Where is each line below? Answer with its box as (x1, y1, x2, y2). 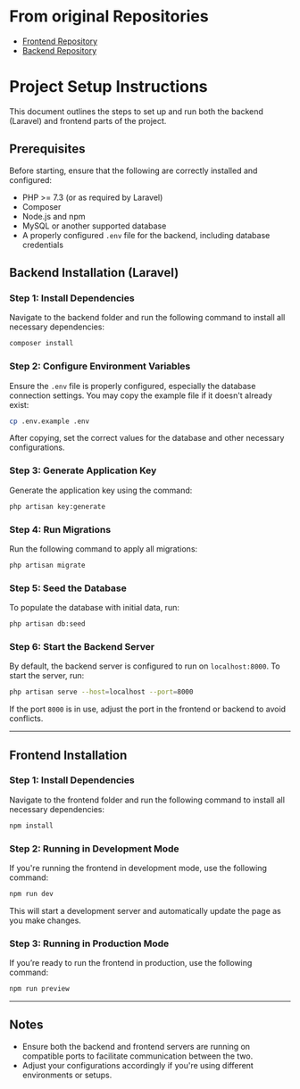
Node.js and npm (21, 211, 86, 221)
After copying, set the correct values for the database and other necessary (9, 433, 285, 444)
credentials (21, 239, 64, 250)
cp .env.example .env (9, 417, 90, 426)
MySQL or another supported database (21, 220, 167, 231)
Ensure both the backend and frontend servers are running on (21, 1041, 251, 1052)
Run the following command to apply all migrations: (9, 543, 198, 554)
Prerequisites (9, 141, 86, 157)
